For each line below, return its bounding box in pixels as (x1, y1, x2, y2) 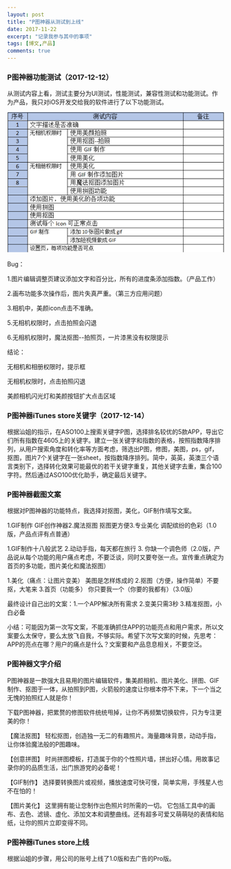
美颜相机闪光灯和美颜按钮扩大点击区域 (7, 392, 115, 400)
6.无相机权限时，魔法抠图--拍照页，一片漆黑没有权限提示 (7, 333, 169, 341)
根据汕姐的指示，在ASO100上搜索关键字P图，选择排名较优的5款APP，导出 (7, 428, 218, 436)
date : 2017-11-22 (7, 26, 57, 32)
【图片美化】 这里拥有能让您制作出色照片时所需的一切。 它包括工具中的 (7, 801, 210, 810)
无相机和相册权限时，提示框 (7, 362, 86, 370)
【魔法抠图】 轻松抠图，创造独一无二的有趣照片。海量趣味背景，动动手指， (7, 731, 220, 739)
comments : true (7, 48, 51, 54)
